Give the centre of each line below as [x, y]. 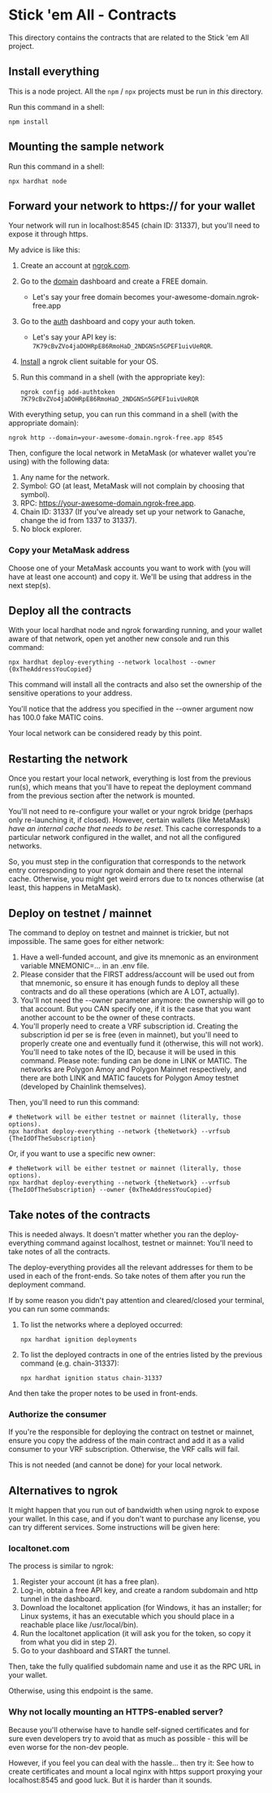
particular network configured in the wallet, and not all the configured [125, 838]
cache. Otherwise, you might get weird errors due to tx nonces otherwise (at [136, 879]
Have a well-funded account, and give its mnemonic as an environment [139, 957]
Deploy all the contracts [70, 611]
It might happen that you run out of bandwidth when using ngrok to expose [134, 1510]
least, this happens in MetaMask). [65, 888]
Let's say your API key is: [74, 337]
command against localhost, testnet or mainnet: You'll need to [149, 1243]
